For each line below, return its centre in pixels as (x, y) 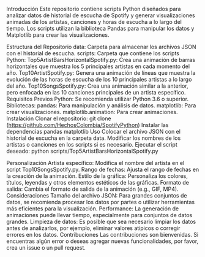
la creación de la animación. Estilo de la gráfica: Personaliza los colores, (97, 176)
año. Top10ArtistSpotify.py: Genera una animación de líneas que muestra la (101, 73)
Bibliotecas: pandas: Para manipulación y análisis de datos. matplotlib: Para (101, 105)
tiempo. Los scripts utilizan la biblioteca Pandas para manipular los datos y (100, 28)
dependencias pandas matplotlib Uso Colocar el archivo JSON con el (93, 132)
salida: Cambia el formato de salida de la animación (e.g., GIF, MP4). (92, 189)
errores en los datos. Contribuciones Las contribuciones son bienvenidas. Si (102, 235)
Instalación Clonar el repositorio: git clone (59, 118)
